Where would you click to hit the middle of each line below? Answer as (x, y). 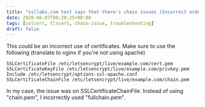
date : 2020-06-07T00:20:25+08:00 (49, 18)
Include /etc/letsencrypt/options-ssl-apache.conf (72, 74)
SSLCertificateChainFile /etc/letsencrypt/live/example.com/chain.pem (98, 80)
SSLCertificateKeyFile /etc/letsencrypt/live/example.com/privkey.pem (98, 69)
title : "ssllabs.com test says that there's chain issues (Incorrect (97, 12)
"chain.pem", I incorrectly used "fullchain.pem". (66, 97)
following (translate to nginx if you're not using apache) (76, 53)
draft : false (23, 29)
